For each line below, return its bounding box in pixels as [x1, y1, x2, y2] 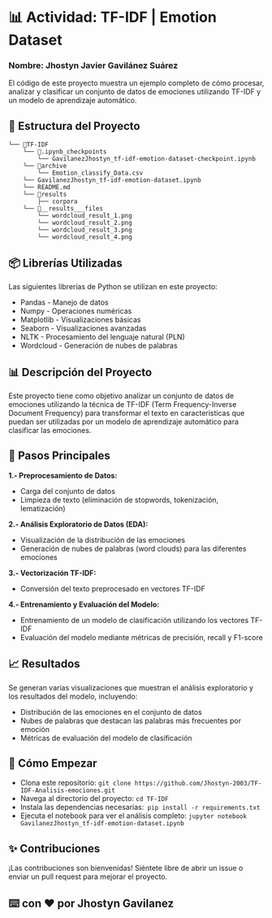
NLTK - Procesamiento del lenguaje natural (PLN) [19, 332, 185, 342]
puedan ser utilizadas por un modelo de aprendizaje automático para [8, 417, 240, 427]
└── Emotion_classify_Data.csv [37, 169, 144, 177]
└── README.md [23, 184, 71, 192]
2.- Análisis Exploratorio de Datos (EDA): [8, 519, 149, 529]
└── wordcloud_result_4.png [37, 233, 132, 241]
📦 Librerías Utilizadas [8, 256, 123, 270]
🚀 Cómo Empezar [8, 756, 97, 770]
